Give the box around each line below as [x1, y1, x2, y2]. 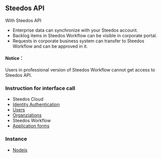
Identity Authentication [12, 102, 60, 108]
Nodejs [12, 147, 28, 153]
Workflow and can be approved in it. [12, 43, 88, 49]
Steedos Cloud [12, 96, 44, 102]
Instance [5, 135, 28, 142]
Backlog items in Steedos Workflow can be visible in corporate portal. [12, 32, 157, 38]
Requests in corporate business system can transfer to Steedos [12, 38, 144, 44]
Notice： [5, 55, 24, 61]
